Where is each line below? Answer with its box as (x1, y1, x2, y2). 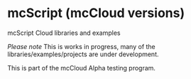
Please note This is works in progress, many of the (7, 42, 156, 51)
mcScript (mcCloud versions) (7, 5, 185, 21)
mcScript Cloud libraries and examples (7, 28, 121, 37)
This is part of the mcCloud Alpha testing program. (7, 63, 156, 72)
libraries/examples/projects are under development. (7, 50, 159, 58)
